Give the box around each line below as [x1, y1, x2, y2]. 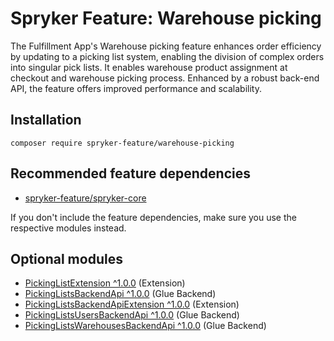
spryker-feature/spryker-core [24, 192, 147, 204]
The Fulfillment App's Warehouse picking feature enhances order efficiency [10, 40, 322, 52]
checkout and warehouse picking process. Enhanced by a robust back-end [10, 72, 320, 84]
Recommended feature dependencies [10, 165, 251, 182]
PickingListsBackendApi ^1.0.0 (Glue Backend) [24, 288, 217, 300]
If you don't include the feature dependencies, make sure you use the [10, 211, 297, 223]
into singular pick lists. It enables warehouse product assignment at [10, 61, 288, 73]
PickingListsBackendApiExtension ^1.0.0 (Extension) [24, 298, 240, 311]
